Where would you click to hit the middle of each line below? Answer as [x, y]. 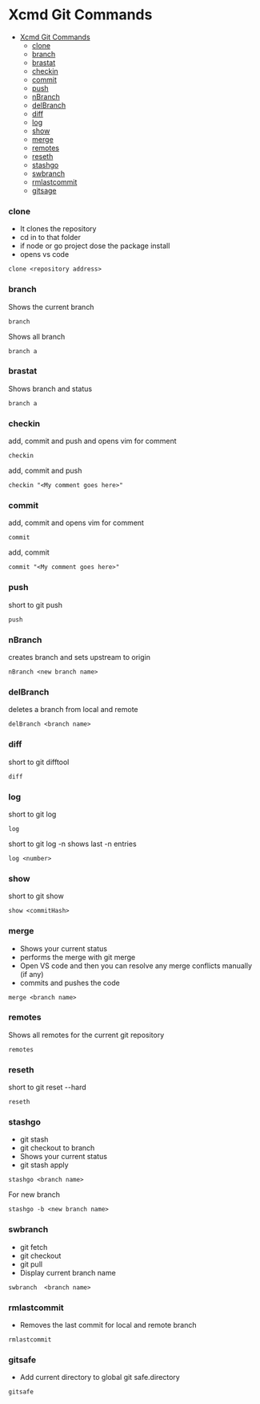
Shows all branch [37, 336]
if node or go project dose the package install [95, 246]
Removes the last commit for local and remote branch [108, 1325]
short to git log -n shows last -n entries [73, 844]
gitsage [44, 190]
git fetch [34, 1247]
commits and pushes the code [70, 983]
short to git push [35, 604]
